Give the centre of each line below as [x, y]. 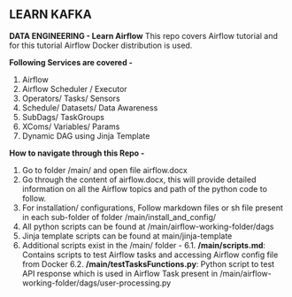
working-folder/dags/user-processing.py [96, 283]
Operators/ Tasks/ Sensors [71, 98]
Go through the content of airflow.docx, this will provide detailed [139, 179]
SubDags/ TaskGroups [63, 117]
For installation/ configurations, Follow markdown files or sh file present [152, 208]
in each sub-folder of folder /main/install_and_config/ [119, 217]
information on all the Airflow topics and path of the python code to [145, 188]
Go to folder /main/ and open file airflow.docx [104, 170]
